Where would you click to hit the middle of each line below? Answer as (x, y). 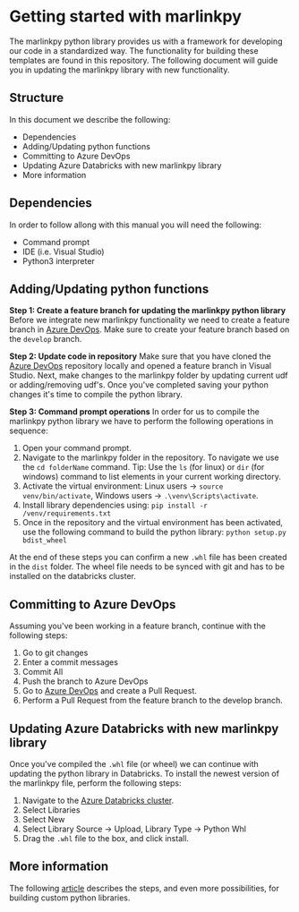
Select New (43, 819)
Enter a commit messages (70, 662)
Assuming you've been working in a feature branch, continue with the (137, 626)
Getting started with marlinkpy (125, 17)
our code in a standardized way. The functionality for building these (134, 50)
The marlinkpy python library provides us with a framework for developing (146, 41)
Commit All (43, 672)
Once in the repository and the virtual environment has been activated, (153, 523)
